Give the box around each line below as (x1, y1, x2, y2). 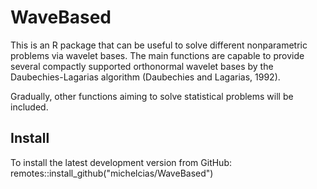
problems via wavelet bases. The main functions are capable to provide (10, 49, 305, 61)
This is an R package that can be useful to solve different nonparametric (10, 39, 308, 51)
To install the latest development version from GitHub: (10, 156, 232, 168)
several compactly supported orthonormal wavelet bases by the (10, 60, 274, 72)
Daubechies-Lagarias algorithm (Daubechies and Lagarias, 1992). (10, 71, 281, 83)
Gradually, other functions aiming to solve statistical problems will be (10, 90, 294, 102)
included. (10, 101, 49, 113)
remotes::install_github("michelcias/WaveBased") (10, 167, 214, 179)
